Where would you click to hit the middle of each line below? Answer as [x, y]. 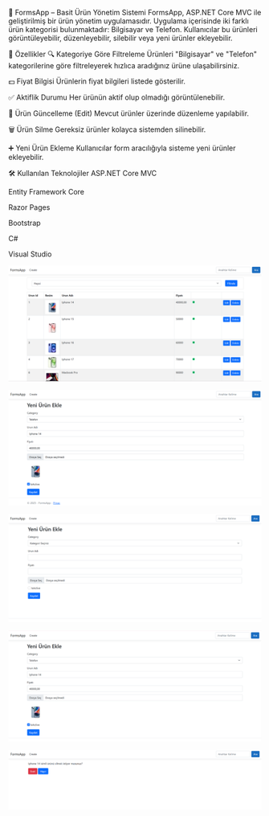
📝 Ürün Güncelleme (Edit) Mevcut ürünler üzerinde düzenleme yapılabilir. [129, 113]
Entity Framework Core [47, 192]
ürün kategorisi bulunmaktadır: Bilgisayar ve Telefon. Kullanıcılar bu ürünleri [133, 29]
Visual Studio [30, 254]
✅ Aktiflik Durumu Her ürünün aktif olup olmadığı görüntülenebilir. [117, 97]
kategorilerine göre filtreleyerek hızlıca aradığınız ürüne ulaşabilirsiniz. [124, 66]
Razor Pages [29, 207]
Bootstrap [25, 223]
